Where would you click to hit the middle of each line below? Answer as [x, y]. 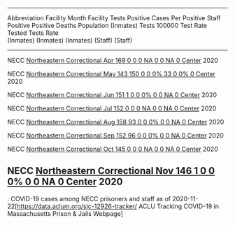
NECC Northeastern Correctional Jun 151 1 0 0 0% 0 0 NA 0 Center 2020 [112, 95]
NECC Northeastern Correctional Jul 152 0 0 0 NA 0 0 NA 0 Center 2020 [112, 108]
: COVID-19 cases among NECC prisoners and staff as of [89, 198]
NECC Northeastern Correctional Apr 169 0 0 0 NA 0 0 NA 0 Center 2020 [113, 60]
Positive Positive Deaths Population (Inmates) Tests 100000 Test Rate [107, 26]
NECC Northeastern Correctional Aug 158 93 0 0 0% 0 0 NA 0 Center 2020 [116, 122]
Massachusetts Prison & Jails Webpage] [65, 213]
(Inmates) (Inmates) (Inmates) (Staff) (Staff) [70, 40]
